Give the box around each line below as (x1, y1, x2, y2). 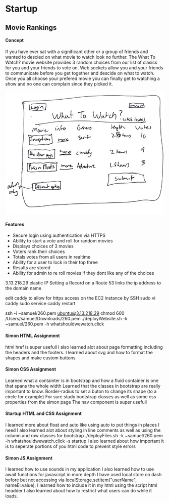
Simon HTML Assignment (5, 332, 60, 339)
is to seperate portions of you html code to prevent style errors (5, 443, 136, 449)
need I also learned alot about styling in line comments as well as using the (5, 427, 161, 433)
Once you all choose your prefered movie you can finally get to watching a (5, 75, 160, 81)
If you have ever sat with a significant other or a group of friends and (5, 49, 148, 55)
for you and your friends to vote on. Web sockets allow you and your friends (5, 64, 163, 71)
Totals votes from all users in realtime (12, 254, 91, 260)
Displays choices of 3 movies (12, 243, 74, 249)
